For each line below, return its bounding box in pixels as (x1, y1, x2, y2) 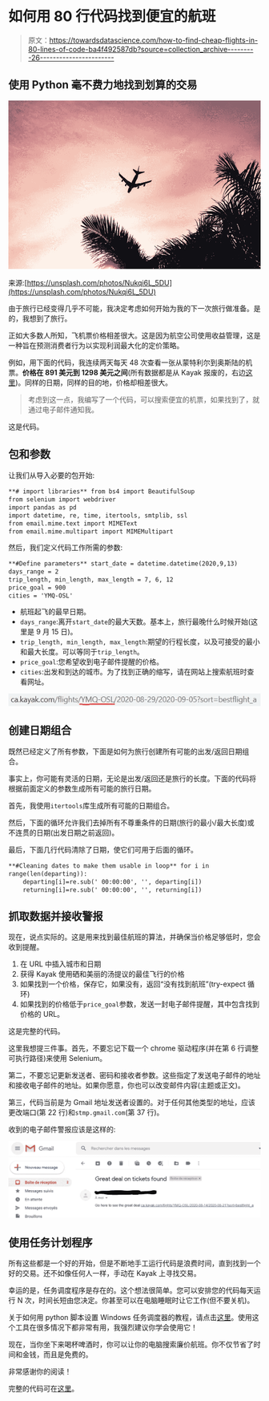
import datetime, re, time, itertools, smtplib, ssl (8, 511, 188, 520)
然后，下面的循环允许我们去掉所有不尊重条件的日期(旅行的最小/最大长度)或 (8, 817, 255, 827)
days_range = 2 (8, 567, 59, 576)
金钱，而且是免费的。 (22, 1350, 93, 1359)
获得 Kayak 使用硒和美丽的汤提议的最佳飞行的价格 (19, 970, 186, 979)
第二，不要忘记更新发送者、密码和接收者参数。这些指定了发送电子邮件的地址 (8, 1071, 261, 1080)
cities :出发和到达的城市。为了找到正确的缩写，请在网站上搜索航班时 (19, 666, 247, 676)
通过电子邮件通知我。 (27, 404, 98, 414)
